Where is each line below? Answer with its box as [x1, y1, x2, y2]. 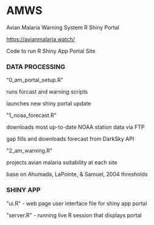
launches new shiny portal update [6, 100, 91, 107]
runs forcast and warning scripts [6, 88, 88, 95]
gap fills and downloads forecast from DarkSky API [6, 135, 135, 143]
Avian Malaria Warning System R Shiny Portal [6, 24, 120, 31]
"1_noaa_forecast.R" [6, 112, 57, 119]
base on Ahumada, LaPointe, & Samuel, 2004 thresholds [6, 171, 148, 178]
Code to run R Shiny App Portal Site [6, 47, 96, 55]
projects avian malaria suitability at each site [6, 159, 117, 166]
